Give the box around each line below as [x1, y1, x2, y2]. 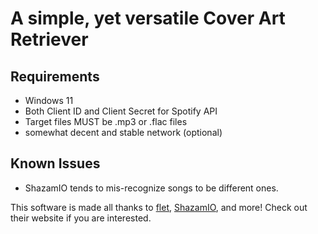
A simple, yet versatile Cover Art [10, 7, 286, 30]
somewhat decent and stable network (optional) [24, 127, 223, 138]
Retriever [10, 28, 89, 51]
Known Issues [10, 155, 101, 172]
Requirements [10, 68, 100, 85]
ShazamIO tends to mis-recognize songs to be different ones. [24, 182, 279, 194]
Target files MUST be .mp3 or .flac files [24, 116, 188, 127]
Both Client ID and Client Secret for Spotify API [24, 105, 218, 117]
